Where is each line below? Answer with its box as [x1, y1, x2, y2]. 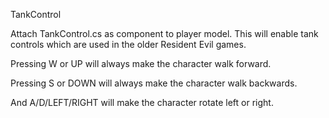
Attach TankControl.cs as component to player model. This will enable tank [10, 28, 319, 39]
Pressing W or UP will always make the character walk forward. [10, 58, 272, 69]
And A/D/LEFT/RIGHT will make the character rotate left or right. [10, 97, 274, 108]
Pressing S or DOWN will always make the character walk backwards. [10, 77, 298, 89]
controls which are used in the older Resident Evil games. [10, 39, 247, 50]
